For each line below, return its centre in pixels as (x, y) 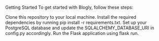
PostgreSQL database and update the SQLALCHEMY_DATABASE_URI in (80, 28)
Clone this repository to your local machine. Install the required (71, 17)
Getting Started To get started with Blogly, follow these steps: (69, 7)
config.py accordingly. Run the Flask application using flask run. (72, 33)
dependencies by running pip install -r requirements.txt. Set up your (76, 23)
